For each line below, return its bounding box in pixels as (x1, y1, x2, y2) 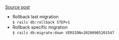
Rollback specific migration (12, 24, 68, 30)
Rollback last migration (12, 14, 59, 19)
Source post (5, 4, 30, 10)
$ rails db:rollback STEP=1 (12, 20, 70, 25)
